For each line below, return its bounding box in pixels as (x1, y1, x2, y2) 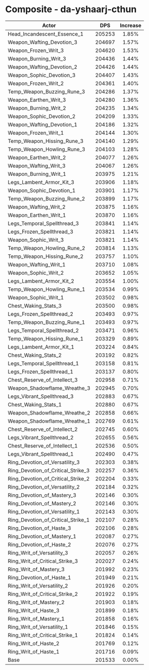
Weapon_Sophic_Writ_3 (8, 236, 64, 243)
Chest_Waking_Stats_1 (8, 401, 62, 408)
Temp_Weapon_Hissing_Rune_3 (8, 137, 84, 144)
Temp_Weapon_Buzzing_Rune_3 (8, 88, 85, 95)
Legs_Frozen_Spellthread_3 (8, 228, 74, 235)
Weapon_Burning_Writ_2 (8, 104, 67, 111)
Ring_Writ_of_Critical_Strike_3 (8, 557, 78, 565)
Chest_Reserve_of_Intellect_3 (8, 376, 78, 383)
